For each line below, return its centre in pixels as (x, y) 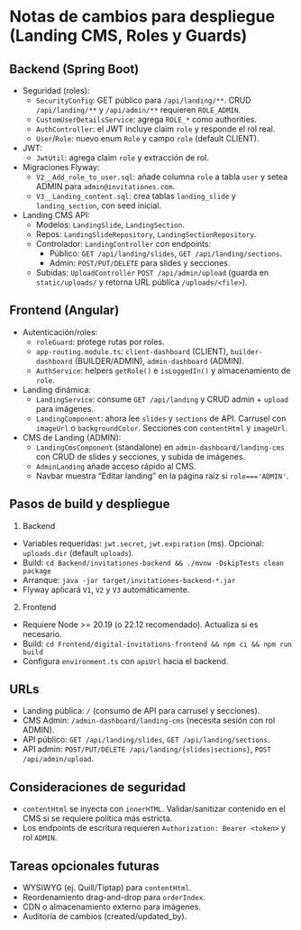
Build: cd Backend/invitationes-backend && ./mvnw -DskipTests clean (153, 562)
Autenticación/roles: (60, 332)
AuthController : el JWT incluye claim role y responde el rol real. (155, 129)
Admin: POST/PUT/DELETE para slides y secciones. (140, 263)
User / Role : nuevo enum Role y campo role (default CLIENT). (147, 138)
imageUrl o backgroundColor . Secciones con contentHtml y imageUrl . (162, 428)
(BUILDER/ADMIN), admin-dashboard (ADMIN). (160, 360)
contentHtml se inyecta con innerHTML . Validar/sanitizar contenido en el (154, 809)
